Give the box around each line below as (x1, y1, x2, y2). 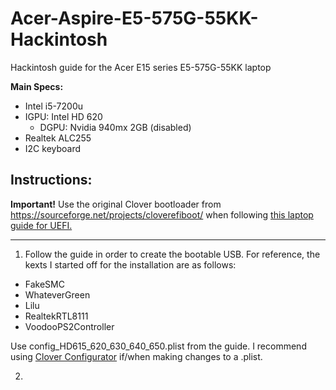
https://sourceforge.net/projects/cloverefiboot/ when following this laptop (10, 208, 314, 221)
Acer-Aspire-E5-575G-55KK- (10, 7, 259, 30)
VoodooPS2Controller (24, 320, 115, 332)
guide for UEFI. (10, 219, 73, 231)
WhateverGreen (24, 288, 91, 301)
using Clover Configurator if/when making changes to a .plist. (10, 350, 263, 362)
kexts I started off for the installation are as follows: (24, 258, 237, 271)
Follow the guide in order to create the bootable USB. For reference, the (24, 248, 321, 260)
